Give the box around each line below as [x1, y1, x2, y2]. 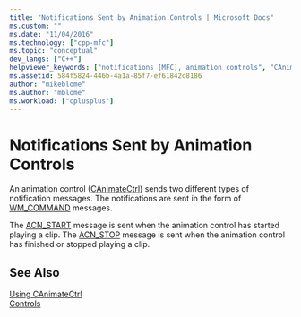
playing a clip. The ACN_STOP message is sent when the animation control [9, 229, 285, 240]
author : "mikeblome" [9, 80, 87, 89]
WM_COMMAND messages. [9, 202, 113, 213]
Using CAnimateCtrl [9, 288, 82, 300]
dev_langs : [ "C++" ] [9, 55, 82, 64]
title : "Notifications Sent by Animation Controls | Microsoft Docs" [9, 13, 275, 22]
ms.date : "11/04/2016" [9, 30, 94, 39]
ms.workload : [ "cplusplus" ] [9, 96, 115, 106]
